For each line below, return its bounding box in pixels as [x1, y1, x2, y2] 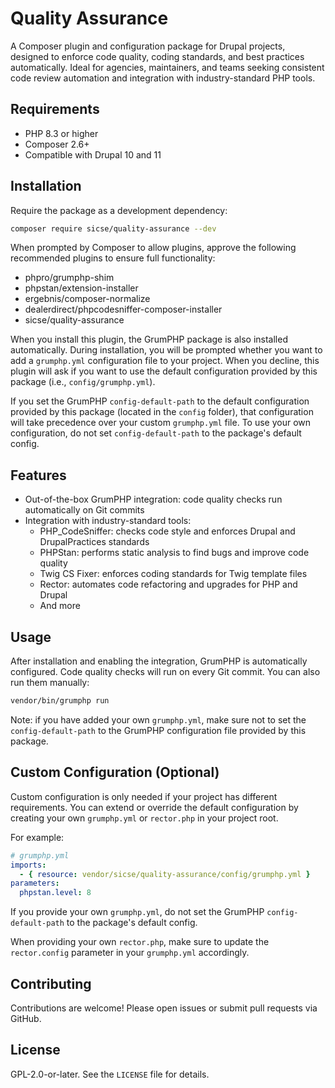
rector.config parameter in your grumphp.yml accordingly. [10, 947, 250, 959]
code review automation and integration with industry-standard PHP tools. [10, 72, 316, 84]
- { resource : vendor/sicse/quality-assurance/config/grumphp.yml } [19, 869, 311, 879]
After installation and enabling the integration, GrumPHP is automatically [10, 655, 308, 667]
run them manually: [10, 677, 90, 689]
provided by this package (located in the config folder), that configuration [10, 406, 314, 418]
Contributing [10, 975, 92, 992]
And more [39, 600, 81, 612]
